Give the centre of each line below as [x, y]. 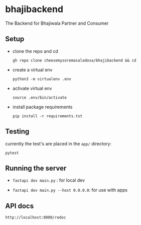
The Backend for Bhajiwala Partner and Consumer [57, 23]
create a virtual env [32, 69]
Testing [17, 132]
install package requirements [42, 107]
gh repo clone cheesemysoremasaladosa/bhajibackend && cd [74, 60]
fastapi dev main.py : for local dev [49, 180]
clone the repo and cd [35, 51]
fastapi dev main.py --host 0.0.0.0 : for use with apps [70, 190]
